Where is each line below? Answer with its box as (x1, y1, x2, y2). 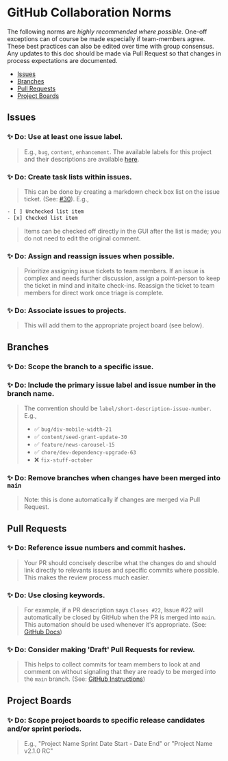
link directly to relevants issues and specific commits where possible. (23, 566, 220, 574)
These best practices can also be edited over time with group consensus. (7, 42, 214, 50)
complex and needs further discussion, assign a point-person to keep (23, 274, 220, 282)
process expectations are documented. (7, 56, 118, 64)
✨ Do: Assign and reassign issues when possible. (7, 251, 175, 261)
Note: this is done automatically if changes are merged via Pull (23, 495, 201, 504)
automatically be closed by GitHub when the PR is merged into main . (23, 613, 216, 621)
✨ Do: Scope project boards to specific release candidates (7, 715, 205, 725)
